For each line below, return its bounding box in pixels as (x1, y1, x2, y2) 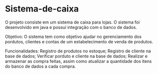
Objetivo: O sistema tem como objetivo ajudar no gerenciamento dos (5, 34, 142, 39)
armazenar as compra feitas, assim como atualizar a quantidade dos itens (5, 58, 152, 64)
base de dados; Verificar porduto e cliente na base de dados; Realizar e (5, 53, 148, 59)
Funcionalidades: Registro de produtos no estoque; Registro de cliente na (5, 48, 151, 54)
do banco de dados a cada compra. (5, 63, 76, 69)
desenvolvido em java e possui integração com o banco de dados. (5, 24, 137, 30)
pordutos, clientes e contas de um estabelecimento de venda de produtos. (5, 38, 154, 44)
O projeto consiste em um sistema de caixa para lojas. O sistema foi (5, 19, 140, 25)
